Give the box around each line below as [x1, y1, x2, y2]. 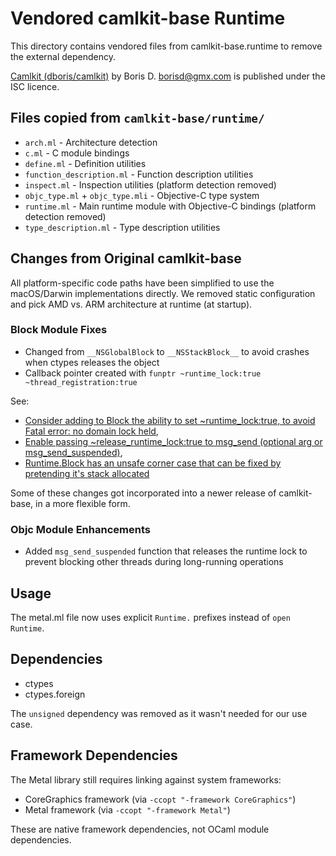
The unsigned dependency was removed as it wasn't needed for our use [10, 707, 308, 719]
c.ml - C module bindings [24, 147, 130, 159]
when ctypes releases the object [24, 356, 160, 368]
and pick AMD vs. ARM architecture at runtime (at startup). [10, 298, 253, 310]
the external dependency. [10, 50, 117, 62]
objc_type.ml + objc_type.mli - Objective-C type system [24, 189, 260, 201]
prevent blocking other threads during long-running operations [24, 556, 284, 568]
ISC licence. [10, 80, 60, 92]
